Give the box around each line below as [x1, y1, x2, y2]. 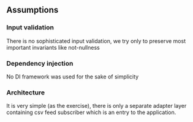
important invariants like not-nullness [6, 44, 100, 51]
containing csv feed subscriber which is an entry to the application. [6, 109, 176, 116]
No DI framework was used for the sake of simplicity [6, 73, 139, 80]
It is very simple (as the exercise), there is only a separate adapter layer [6, 102, 187, 110]
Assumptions [6, 5, 59, 15]
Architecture [6, 88, 45, 97]
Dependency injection [6, 59, 74, 67]
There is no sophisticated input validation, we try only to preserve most [6, 37, 186, 45]
